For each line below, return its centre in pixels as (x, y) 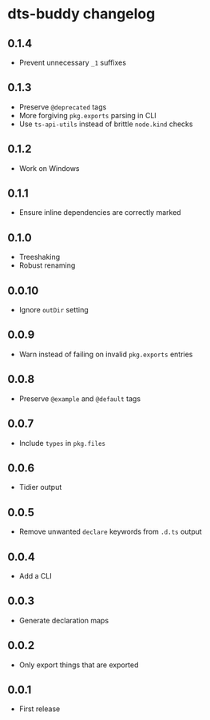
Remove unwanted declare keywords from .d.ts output (111, 531)
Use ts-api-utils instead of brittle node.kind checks (106, 124)
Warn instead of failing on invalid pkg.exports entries (106, 354)
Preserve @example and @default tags (80, 398)
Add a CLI (36, 575)
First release (40, 709)
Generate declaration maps (64, 620)
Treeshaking (40, 257)
